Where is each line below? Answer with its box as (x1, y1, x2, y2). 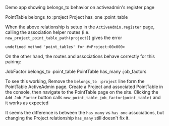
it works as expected (5, 100, 49, 106)
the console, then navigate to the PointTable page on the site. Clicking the (5, 89, 159, 95)
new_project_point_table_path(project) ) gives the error (5, 35, 123, 40)
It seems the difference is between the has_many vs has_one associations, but (5, 110, 164, 115)
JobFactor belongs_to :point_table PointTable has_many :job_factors (5, 68, 147, 74)
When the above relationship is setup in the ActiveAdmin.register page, (5, 24, 155, 30)
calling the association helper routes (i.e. (5, 29, 90, 35)
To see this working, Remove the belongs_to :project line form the (5, 78, 145, 84)
